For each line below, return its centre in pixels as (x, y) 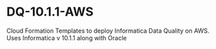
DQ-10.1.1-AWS (50, 12)
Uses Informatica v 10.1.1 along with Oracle (67, 37)
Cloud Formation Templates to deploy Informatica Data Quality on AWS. (108, 31)
